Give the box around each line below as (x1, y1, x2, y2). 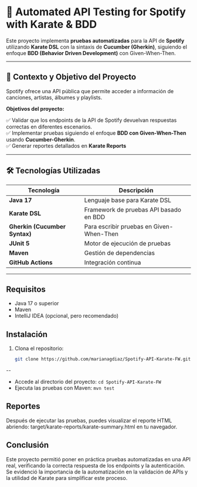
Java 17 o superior (14, 300, 59, 307)
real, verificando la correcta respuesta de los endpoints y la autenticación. (6, 462, 186, 469)
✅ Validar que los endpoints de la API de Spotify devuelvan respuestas (6, 117, 177, 124)
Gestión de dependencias (84, 248, 155, 257)
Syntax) (9, 230, 32, 238)
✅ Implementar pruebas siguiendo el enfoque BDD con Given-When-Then (6, 129, 186, 137)
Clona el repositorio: (14, 345, 64, 352)
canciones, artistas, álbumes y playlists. (6, 94, 103, 101)
